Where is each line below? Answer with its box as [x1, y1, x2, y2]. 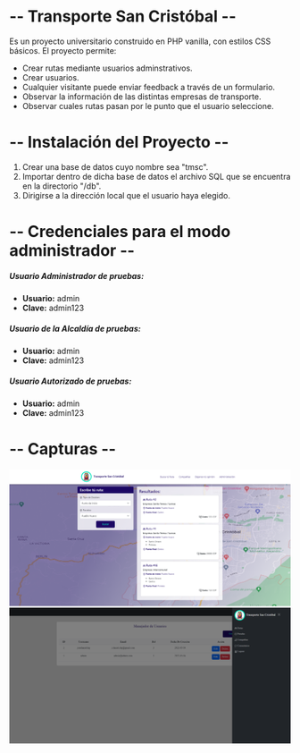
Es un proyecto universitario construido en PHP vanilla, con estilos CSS [9, 36, 271, 47]
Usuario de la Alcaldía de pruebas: [9, 323, 141, 334]
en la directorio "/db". [21, 181, 102, 191]
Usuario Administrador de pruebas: [9, 270, 145, 281]
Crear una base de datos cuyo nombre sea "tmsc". [21, 161, 209, 172]
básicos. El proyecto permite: [9, 45, 117, 55]
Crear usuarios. [21, 72, 79, 82]
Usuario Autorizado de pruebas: [9, 376, 132, 386]
